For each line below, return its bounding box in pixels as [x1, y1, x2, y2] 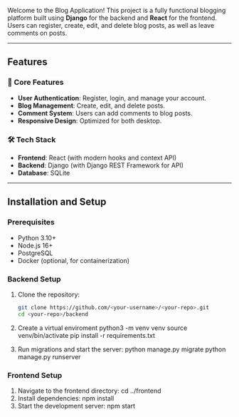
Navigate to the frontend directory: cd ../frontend [17, 386, 161, 395]
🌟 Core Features [7, 78, 64, 88]
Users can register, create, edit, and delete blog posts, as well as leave [7, 21, 215, 29]
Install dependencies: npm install [17, 394, 115, 403]
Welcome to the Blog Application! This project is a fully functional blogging [7, 6, 226, 14]
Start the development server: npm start [17, 402, 136, 411]
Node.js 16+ [17, 241, 53, 249]
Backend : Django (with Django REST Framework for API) [17, 160, 184, 170]
